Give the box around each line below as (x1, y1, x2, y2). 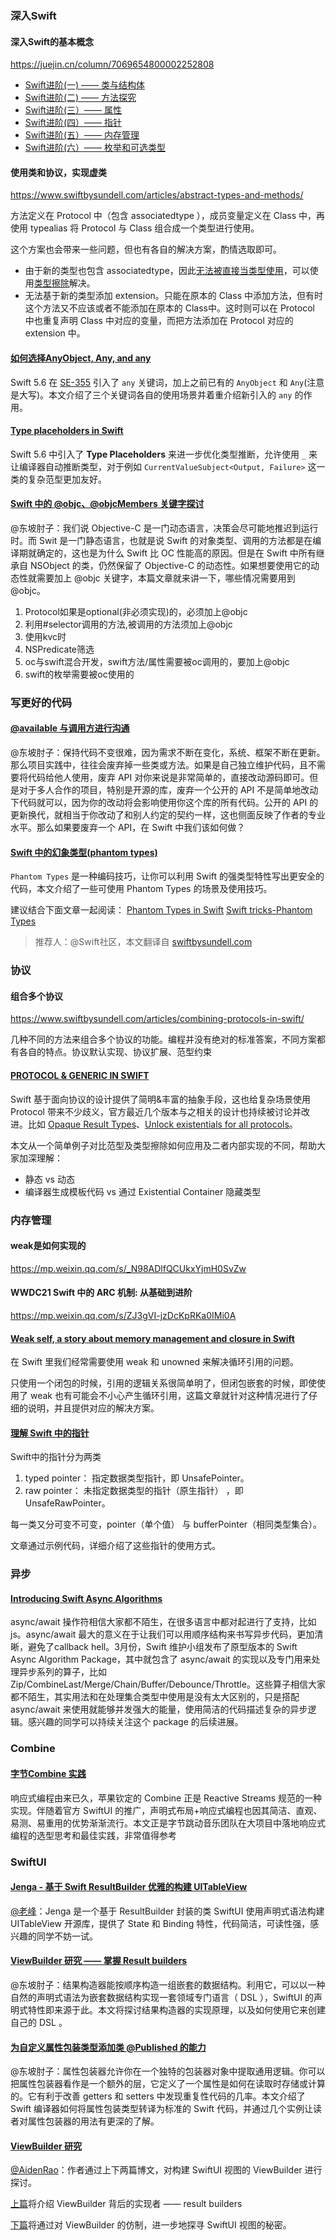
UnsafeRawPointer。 (24, 1497, 111, 1509)
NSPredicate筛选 (24, 643, 95, 655)
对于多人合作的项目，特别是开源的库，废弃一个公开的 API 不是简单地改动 (18, 784, 319, 796)
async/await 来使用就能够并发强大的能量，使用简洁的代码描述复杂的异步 (10, 1703, 308, 1716)
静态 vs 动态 (24, 1173, 75, 1185)
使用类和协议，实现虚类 (10, 166, 107, 178)
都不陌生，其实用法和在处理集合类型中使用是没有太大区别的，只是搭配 (10, 1691, 300, 1703)
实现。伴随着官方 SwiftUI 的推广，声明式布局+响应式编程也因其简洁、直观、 (10, 1804, 323, 1816)
